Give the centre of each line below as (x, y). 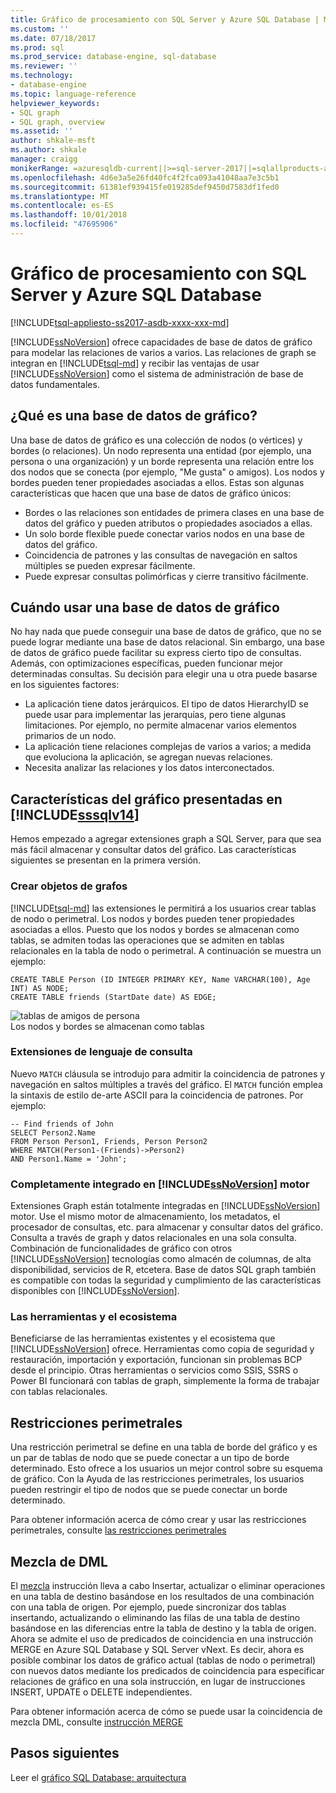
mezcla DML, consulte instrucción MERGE (97, 1722)
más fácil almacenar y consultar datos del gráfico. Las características (153, 850)
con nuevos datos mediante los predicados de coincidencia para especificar (167, 1671)
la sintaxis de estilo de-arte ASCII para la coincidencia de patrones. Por (157, 1095)
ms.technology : (42, 76)
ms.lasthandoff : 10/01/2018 (69, 215)
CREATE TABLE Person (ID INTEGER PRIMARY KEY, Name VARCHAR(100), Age (160, 979)
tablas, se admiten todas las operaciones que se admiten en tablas (147, 940)
